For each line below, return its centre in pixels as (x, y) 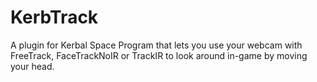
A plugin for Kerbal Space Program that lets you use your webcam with (156, 45)
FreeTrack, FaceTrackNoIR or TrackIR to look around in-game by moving (159, 55)
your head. (32, 66)
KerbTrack (54, 17)
